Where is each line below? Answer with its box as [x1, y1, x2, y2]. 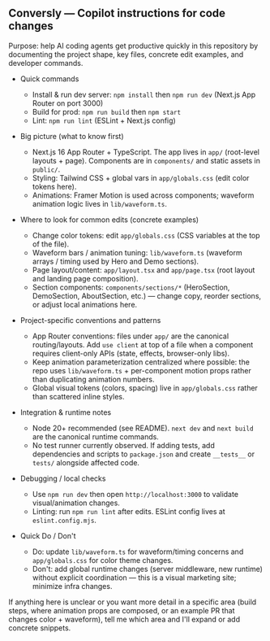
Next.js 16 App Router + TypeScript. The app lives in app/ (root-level [32, 146, 259, 157]
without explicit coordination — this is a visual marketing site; [32, 573, 237, 582]
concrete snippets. [8, 622, 71, 633]
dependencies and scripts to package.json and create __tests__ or [32, 449, 255, 459]
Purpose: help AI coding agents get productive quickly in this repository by [8, 41, 259, 50]
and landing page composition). [32, 273, 139, 283]
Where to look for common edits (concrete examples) [19, 215, 199, 225]
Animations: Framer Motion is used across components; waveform [32, 190, 255, 200]
